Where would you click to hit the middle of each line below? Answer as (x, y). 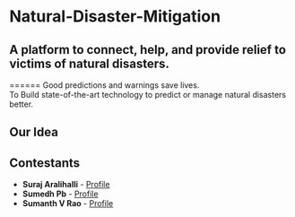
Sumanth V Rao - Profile (68, 204)
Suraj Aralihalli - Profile (66, 185)
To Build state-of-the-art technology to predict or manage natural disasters (148, 95)
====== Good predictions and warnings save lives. (104, 85)
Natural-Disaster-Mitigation (115, 17)
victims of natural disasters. (90, 63)
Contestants (45, 163)
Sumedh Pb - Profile (60, 194)
